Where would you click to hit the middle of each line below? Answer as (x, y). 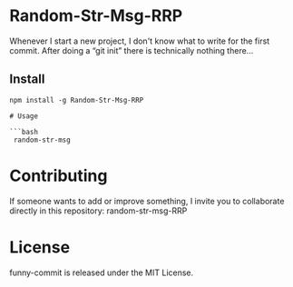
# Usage (24, 116)
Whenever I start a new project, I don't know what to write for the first (140, 41)
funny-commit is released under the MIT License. (102, 272)
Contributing (59, 176)
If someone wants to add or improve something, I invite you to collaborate (147, 201)
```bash (24, 132)
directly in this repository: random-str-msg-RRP (98, 211)
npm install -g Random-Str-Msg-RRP (77, 100)
